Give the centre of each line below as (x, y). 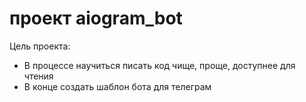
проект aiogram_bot (96, 18)
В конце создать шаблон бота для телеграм (117, 86)
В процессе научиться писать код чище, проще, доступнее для (159, 65)
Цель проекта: (40, 46)
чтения (38, 76)
